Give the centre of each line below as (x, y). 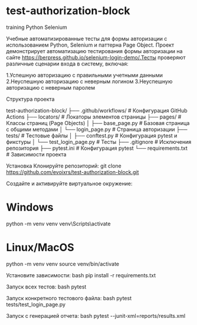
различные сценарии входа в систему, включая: (67, 64)
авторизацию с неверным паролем (51, 87)
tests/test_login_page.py (36, 304)
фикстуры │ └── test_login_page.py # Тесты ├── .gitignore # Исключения (99, 142)
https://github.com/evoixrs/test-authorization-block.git (73, 172)
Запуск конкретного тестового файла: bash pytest (69, 298)
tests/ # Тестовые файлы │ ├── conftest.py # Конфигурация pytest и (92, 135)
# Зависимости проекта (36, 154)
